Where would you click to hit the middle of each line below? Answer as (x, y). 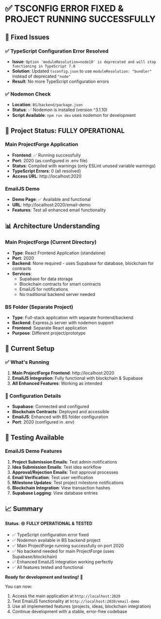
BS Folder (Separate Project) (39, 307)
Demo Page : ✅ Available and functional (51, 199)
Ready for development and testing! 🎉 (44, 577)
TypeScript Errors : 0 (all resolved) (47, 171)
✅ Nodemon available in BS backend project (56, 540)
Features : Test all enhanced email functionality (59, 210)
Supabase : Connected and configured (50, 406)
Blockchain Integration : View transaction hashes (61, 487)
